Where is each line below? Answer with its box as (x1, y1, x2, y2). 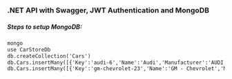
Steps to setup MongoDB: (7, 23, 83, 31)
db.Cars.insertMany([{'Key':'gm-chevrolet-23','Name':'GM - (7, 65, 184, 72)
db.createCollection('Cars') (7, 52, 91, 60)
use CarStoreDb (7, 46, 51, 53)
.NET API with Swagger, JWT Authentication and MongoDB (7, 5, 209, 15)
